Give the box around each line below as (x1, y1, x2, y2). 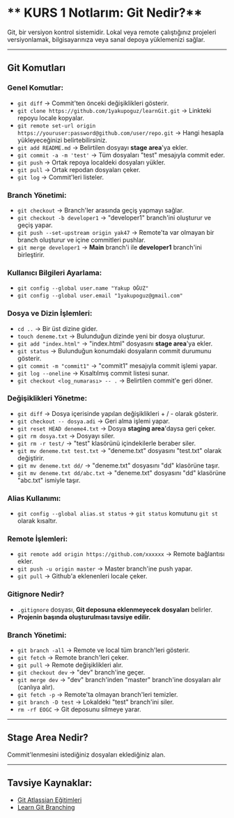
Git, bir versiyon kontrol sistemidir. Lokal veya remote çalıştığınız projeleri (7, 28, 217, 36)
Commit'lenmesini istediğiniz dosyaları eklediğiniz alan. (7, 750, 166, 759)
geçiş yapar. (17, 221, 53, 229)
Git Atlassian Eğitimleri (17, 796, 82, 804)
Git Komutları (7, 62, 66, 74)
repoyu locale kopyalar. (17, 114, 85, 122)
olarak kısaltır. (17, 517, 58, 525)
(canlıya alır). (17, 683, 55, 691)
